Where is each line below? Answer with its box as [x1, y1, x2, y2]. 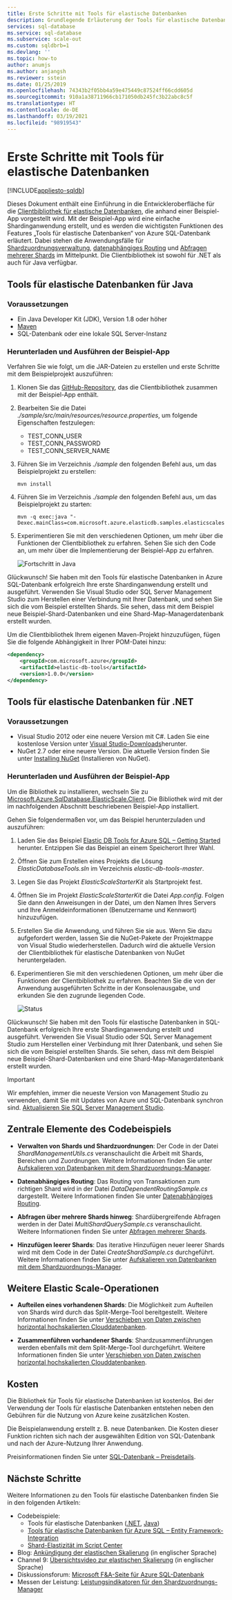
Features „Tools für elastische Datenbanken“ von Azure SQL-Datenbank [7, 229, 211, 238]
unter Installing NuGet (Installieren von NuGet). [17, 754, 151, 763]
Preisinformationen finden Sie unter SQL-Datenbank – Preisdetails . [7, 1453, 196, 1461]
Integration [27, 1534, 59, 1542]
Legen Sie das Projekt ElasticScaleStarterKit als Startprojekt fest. [17, 878, 202, 886]
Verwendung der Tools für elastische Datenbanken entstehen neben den [7, 1404, 214, 1412]
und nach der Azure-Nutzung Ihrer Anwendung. [7, 1439, 144, 1447]
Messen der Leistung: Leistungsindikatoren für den [17, 1578, 163, 1586]
